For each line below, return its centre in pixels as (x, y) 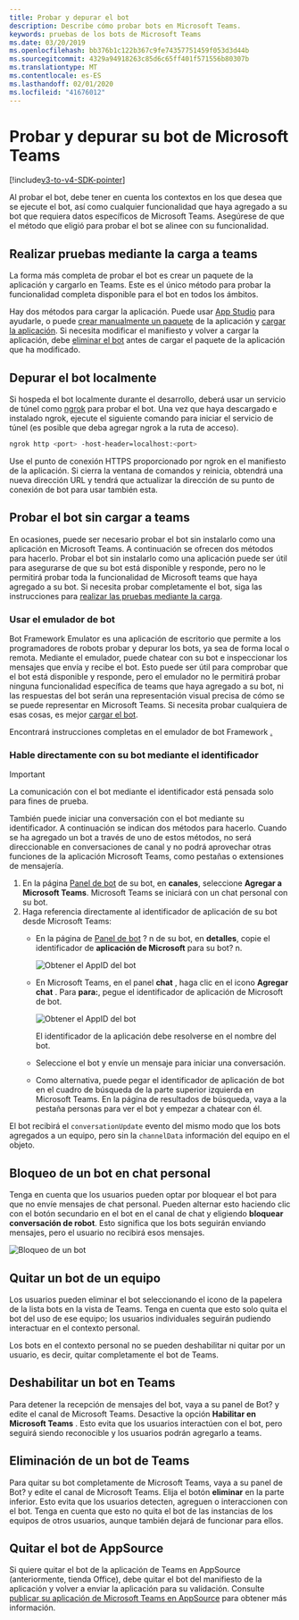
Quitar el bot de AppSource (87, 1548)
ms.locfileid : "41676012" (57, 92)
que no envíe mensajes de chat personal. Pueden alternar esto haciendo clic (150, 1204)
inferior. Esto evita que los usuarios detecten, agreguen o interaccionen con (149, 1501)
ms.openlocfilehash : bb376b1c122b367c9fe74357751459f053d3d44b (129, 51)
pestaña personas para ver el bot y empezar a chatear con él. (149, 1109)
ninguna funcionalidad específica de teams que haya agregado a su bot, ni (146, 686)
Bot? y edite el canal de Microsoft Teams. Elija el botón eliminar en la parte (147, 1491)
